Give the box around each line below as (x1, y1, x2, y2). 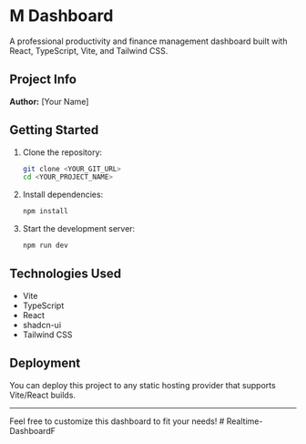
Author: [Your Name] (9, 96, 89, 107)
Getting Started (9, 122, 99, 138)
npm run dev (22, 241, 68, 251)
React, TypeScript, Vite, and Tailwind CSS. (9, 45, 168, 56)
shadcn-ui (22, 319, 62, 330)
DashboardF (9, 425, 56, 436)
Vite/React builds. (9, 389, 76, 400)
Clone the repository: (22, 147, 103, 158)
